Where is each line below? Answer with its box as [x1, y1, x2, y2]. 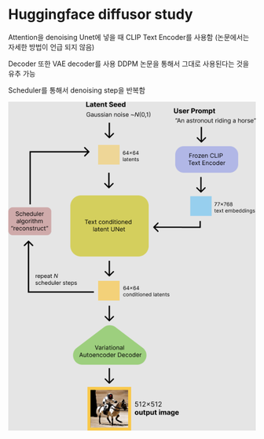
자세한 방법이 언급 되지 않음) [8, 42, 95, 52]
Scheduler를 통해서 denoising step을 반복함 [8, 85, 145, 95]
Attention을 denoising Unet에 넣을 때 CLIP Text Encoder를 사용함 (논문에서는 [8, 32, 250, 42]
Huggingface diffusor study [8, 5, 193, 24]
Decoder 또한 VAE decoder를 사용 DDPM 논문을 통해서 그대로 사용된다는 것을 [8, 59, 250, 68]
